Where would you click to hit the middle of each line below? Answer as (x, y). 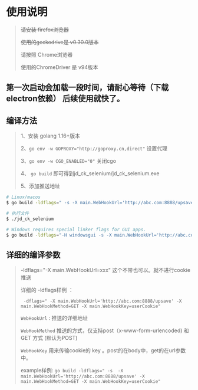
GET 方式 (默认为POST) (49, 338)
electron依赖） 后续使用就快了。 (65, 99)
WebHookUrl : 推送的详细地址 (54, 318)
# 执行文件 (18, 213)
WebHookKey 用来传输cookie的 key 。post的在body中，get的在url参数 (103, 350)
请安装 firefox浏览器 (45, 30)
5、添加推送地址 (40, 186)
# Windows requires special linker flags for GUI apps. (76, 230)
